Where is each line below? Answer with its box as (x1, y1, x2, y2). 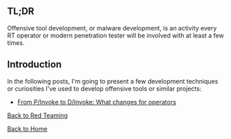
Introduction (7, 59, 62, 71)
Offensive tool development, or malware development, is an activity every (7, 24, 217, 32)
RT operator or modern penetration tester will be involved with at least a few (7, 31, 225, 39)
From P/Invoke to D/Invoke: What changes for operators (17, 98, 176, 106)
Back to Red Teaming (7, 111, 68, 120)
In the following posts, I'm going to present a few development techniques (7, 77, 219, 85)
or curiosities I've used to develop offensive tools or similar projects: (7, 84, 202, 93)
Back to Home (7, 124, 48, 133)
